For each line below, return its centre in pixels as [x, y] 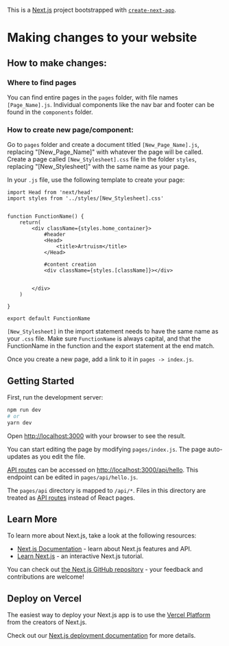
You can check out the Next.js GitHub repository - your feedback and [105, 570]
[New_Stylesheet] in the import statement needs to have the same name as [113, 332]
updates [19, 457]
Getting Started [41, 381]
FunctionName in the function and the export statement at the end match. [111, 346]
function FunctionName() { [46, 217]
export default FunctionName [49, 319]
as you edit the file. [59, 457]
